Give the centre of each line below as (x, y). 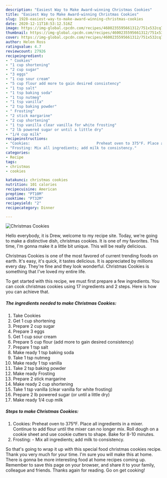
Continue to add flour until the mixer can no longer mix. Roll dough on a (86, 429)
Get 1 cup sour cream (35, 337)
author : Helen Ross (26, 42)
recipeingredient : (25, 56)
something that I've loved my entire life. (46, 272)
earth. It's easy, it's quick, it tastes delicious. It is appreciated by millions (79, 261)
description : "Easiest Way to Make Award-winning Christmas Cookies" (79, 10)
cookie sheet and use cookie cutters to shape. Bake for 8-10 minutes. (84, 434)
